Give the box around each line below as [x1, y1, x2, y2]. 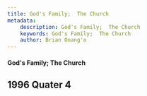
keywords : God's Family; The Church [20, 30, 131, 37]
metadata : [7, 17, 37, 24]
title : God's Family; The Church [7, 10, 110, 18]
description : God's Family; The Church [20, 23, 141, 30]
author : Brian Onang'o [20, 37, 87, 44]
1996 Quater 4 [7, 79, 72, 91]
